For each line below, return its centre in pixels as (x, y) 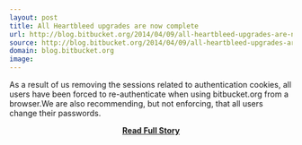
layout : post (34, 17)
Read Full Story (151, 130)
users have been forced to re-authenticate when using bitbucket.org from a (149, 94)
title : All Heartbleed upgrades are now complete (104, 26)
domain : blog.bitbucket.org (62, 51)
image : (22, 59)
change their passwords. (55, 113)
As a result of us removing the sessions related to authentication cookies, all (151, 85)
